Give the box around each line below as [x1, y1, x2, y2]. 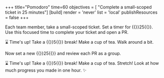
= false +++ [5, 15, 29, 20]
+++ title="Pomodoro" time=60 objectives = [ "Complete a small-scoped [5, 4, 152, 10]
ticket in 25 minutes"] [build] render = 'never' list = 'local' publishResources [5, 9, 158, 15]
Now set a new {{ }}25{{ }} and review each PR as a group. [5, 51, 121, 56]
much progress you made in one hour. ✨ [5, 67, 87, 73]
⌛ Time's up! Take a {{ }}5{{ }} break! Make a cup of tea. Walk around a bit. [5, 39, 154, 45]
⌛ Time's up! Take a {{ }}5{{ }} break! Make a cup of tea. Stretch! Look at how [5, 60, 159, 66]
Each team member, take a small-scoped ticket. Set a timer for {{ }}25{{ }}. [5, 24, 153, 30]
